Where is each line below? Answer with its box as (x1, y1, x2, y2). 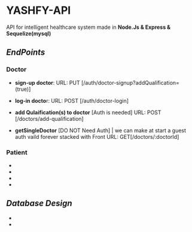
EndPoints (6, 47, 45, 58)
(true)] (14, 85, 31, 93)
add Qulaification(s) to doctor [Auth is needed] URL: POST (14, 109, 161, 116)
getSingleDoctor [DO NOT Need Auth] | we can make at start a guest (14, 127, 187, 134)
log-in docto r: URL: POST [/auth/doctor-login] (14, 97, 129, 104)
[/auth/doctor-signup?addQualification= (81, 79, 179, 86)
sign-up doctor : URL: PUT (14, 79, 81, 86)
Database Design (6, 198, 73, 209)
